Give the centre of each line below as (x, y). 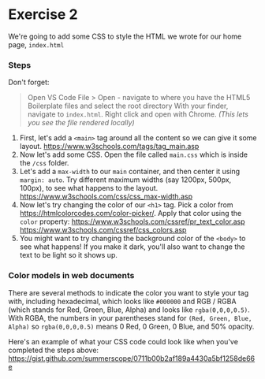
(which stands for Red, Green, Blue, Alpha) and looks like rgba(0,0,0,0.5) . (129, 310)
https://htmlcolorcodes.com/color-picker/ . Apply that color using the (131, 214)
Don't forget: (29, 82)
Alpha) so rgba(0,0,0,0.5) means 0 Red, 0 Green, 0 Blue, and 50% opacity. (131, 326)
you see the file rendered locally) (81, 123)
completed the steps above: (54, 350)
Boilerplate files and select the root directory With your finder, (128, 106)
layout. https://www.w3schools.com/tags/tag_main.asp (109, 147)
